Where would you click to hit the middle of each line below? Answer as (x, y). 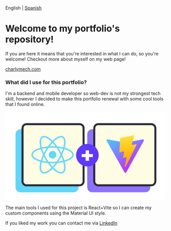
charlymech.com (23, 69)
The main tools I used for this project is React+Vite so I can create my (79, 208)
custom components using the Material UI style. (56, 213)
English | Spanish (24, 8)
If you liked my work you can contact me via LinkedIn (61, 223)
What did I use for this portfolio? (46, 82)
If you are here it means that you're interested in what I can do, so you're (82, 53)
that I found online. (25, 104)
